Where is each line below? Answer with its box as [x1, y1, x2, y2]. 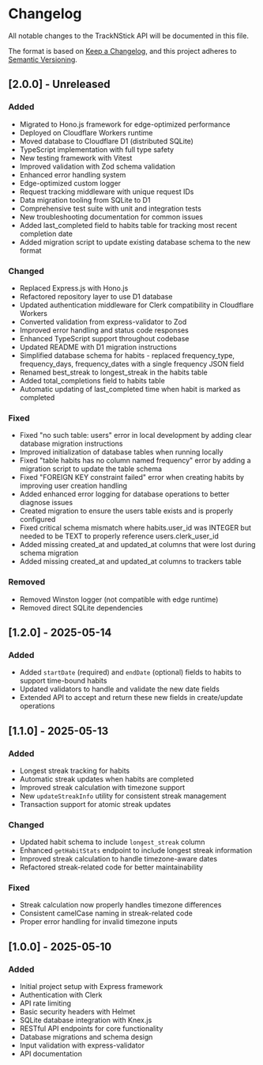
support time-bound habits [19, 676, 107, 686]
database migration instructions [19, 439, 123, 448]
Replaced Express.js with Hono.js [19, 283, 129, 293]
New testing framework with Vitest [19, 153, 133, 162]
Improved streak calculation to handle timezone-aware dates [19, 854, 218, 864]
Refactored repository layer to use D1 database [19, 291, 173, 301]
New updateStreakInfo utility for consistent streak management [19, 791, 227, 801]
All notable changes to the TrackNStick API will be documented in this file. [8, 31, 249, 40]
